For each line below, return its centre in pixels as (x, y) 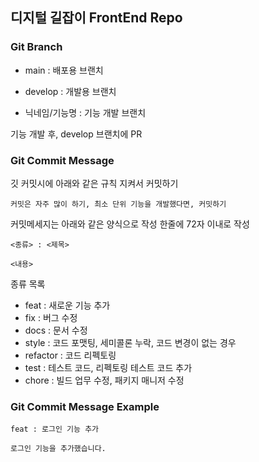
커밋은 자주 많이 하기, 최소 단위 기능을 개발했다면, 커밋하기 (118, 204)
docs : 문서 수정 (56, 330)
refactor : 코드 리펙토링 (70, 355)
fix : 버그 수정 (51, 317)
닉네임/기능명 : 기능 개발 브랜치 (85, 112)
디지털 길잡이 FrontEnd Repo (96, 18)
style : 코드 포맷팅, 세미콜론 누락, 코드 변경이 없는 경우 (130, 342)
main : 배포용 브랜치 (64, 70)
